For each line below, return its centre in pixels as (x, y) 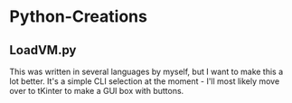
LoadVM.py (43, 50)
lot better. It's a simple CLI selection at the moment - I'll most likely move (145, 81)
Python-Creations (78, 17)
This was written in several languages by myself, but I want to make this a (146, 71)
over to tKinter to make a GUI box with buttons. (97, 91)
